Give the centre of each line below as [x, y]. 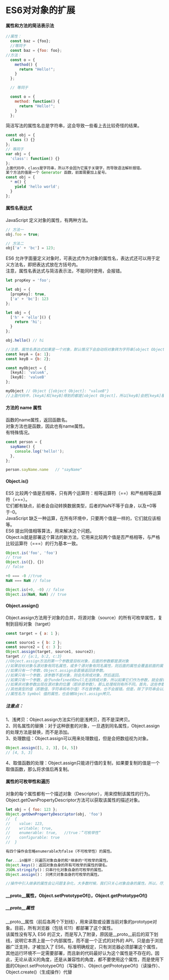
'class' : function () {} [35, 158]
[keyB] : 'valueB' [28, 377]
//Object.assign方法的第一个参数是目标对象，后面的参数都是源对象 [67, 661]
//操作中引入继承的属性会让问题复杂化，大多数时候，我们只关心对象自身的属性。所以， [82, 883]
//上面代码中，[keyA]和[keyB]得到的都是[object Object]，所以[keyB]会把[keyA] [83, 395]
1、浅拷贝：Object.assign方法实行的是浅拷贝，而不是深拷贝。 [69, 719]
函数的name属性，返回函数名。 [38, 420]
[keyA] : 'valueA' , [30, 373]
